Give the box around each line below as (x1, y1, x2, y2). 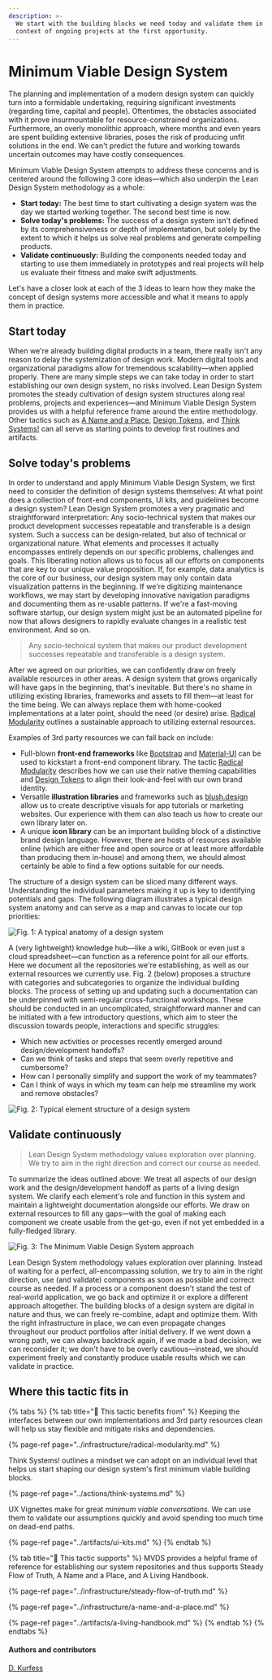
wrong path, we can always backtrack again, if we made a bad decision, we (8, 1335, 262, 1344)
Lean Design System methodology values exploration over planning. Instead (8, 1257, 263, 1267)
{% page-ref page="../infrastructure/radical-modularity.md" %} (8, 1439, 221, 1450)
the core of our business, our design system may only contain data (8, 572, 232, 582)
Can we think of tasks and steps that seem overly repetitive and (19, 1054, 234, 1064)
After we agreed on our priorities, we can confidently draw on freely (8, 665, 236, 674)
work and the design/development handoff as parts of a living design (8, 1182, 240, 1192)
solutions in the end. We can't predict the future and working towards (8, 141, 241, 151)
